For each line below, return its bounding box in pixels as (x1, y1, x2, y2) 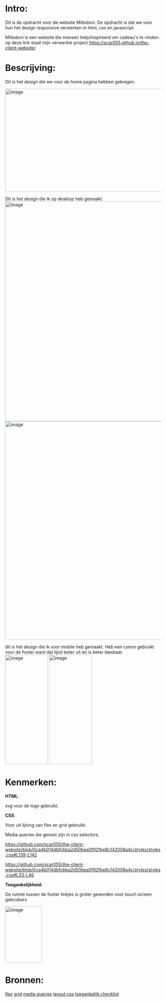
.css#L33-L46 (5, 872, 34, 878)
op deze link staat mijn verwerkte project (5, 39, 88, 45)
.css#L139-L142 (5, 851, 37, 857)
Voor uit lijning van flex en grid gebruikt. (5, 822, 86, 828)
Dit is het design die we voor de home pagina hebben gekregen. (5, 78, 136, 84)
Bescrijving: (5, 63, 56, 74)
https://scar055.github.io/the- (88, 39, 150, 45)
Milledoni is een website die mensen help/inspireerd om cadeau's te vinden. (5, 34, 160, 40)
